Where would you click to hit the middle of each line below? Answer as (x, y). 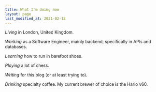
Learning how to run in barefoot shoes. (44, 56)
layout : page (18, 14)
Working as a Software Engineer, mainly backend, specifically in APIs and (78, 42)
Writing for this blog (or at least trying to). (46, 75)
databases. (16, 47)
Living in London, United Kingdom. (39, 32)
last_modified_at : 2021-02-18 (35, 18)
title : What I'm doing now (32, 9)
